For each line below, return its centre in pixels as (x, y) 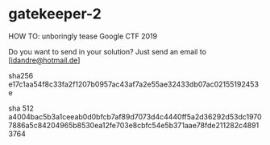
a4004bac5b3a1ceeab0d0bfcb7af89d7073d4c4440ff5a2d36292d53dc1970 (135, 116)
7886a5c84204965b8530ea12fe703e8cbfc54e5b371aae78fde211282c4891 (134, 125)
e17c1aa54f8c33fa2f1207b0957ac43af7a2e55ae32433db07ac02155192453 (134, 84)
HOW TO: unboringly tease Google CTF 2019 (83, 36)
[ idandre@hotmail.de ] (44, 60)
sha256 (21, 75)
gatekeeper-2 (55, 14)
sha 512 (21, 108)
